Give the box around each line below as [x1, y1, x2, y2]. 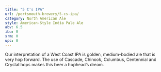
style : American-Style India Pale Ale [5, 20, 83, 25]
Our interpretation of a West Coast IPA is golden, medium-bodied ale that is [5, 51, 156, 57]
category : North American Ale [5, 16, 66, 21]
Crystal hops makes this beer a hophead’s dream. [5, 61, 104, 67]
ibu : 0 [5, 29, 18, 34]
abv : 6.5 [5, 25, 23, 30]
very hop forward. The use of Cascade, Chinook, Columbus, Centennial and [5, 56, 157, 62]
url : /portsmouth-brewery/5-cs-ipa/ [5, 12, 79, 16]
